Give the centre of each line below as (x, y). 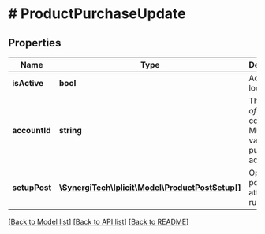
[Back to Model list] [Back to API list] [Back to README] (99, 222)
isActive (28, 83)
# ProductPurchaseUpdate (97, 14)
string (71, 130)
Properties (35, 43)
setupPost (32, 188)
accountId (32, 130)
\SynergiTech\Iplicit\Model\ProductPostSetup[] (150, 188)
